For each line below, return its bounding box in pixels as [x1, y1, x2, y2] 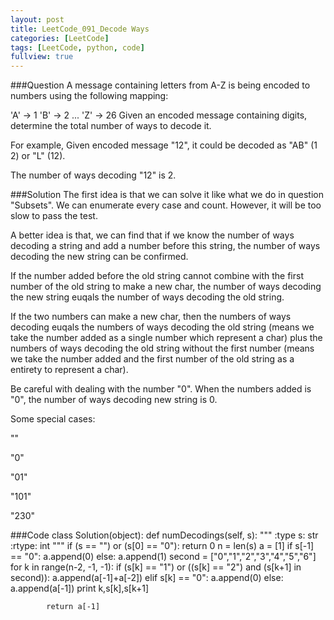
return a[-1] [46, 602, 101, 612]
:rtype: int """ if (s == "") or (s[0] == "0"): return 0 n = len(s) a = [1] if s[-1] [10, 540, 315, 552]
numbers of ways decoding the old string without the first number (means [10, 342, 315, 355]
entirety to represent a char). [10, 364, 129, 376]
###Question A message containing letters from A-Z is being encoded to [10, 79, 311, 91]
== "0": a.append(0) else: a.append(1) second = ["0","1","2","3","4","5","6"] [10, 551, 317, 563]
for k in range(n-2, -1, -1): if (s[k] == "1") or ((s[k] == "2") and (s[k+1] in [10, 561, 302, 573]
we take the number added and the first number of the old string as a [10, 353, 295, 365]
